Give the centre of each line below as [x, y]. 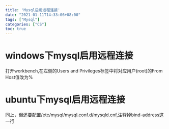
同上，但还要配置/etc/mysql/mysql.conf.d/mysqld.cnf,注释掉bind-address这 [84, 115]
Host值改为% [19, 78]
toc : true [16, 29]
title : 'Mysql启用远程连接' [33, 10]
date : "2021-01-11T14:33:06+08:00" [43, 15]
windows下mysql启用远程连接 [69, 56]
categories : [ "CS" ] [26, 24]
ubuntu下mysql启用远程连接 [65, 100]
